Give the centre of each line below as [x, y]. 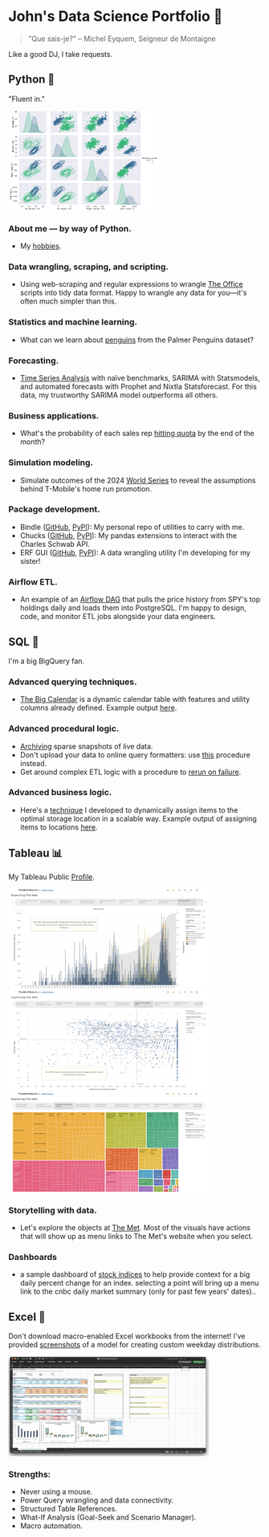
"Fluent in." [27, 99]
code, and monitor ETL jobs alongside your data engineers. [118, 617]
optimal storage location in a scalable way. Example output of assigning [138, 818]
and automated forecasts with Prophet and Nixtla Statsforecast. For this [138, 386]
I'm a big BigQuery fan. [47, 661]
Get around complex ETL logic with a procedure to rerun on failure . [130, 772]
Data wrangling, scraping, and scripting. [88, 267]
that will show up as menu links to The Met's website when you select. [137, 1236]
